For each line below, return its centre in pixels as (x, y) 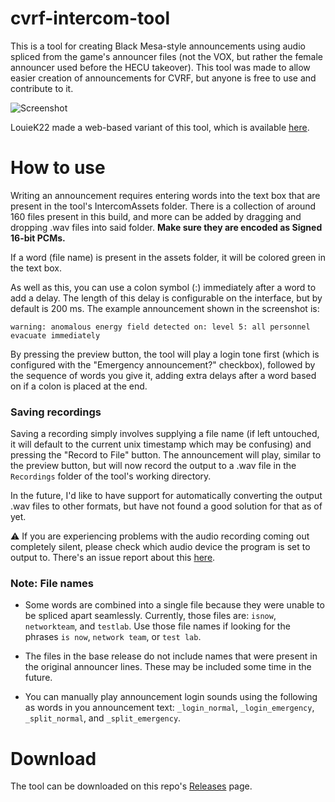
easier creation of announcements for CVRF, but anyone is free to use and (163, 78)
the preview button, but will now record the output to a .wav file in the (153, 466)
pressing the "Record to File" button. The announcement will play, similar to (166, 455)
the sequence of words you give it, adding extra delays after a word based (163, 375)
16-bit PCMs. (38, 238)
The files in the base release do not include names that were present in (171, 656)
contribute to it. (42, 88)
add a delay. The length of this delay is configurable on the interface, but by (166, 298)
